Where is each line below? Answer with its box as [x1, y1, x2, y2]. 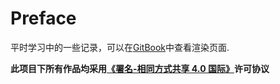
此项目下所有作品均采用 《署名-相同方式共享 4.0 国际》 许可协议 [10, 62, 270, 74]
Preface [10, 7, 77, 30]
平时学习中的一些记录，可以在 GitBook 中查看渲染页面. [10, 41, 230, 53]
